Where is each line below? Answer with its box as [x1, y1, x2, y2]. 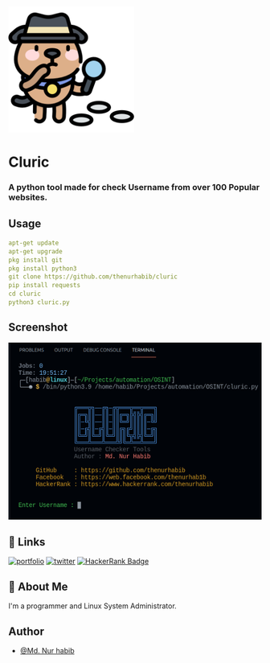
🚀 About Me [8, 579, 68, 593]
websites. [8, 191, 48, 203]
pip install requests [8, 282, 81, 290]
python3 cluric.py [8, 299, 70, 307]
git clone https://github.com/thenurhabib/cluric [8, 273, 178, 281]
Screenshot [8, 320, 68, 335]
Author [8, 624, 44, 638]
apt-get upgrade [8, 247, 63, 255]
